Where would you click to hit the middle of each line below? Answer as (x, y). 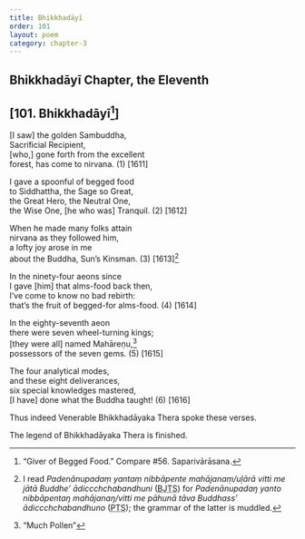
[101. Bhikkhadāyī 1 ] (64, 113)
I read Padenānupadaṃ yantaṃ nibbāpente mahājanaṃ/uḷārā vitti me (154, 478)
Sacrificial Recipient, (48, 145)
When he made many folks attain (71, 229)
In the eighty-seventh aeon (60, 323)
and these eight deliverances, (65, 380)
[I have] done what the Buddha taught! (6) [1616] (100, 399)
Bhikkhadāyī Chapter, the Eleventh (109, 79)
